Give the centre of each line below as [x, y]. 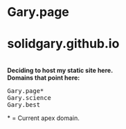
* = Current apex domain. [43, 118]
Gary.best [24, 105]
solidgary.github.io [63, 44]
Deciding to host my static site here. [60, 71]
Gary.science [29, 98]
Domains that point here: [44, 78]
